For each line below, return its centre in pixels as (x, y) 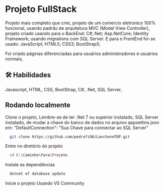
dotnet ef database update (38, 174)
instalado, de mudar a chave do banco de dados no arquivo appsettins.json (82, 122)
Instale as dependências (30, 165)
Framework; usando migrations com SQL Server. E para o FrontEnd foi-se (80, 39)
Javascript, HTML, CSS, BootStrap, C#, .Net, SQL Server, (64, 89)
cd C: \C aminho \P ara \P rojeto (39, 155)
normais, (14, 59)
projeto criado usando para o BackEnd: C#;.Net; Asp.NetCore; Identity (77, 33)
